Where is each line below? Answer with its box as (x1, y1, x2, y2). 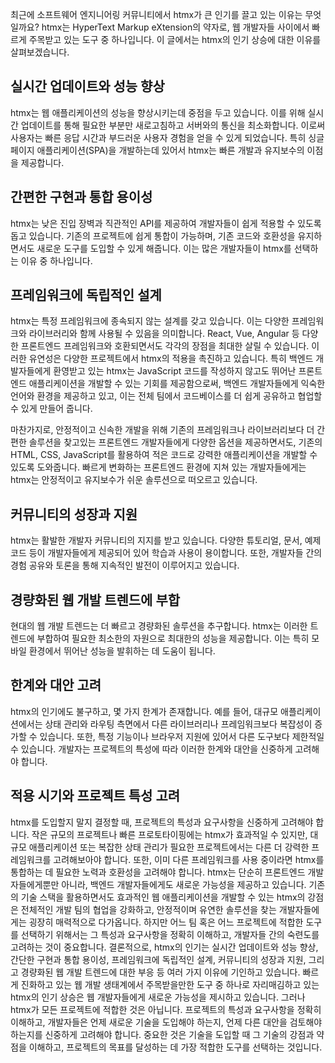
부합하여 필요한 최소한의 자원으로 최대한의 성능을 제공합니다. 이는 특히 (36, 633, 310, 645)
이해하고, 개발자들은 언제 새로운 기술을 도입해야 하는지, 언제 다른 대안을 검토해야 (10, 1016, 323, 1028)
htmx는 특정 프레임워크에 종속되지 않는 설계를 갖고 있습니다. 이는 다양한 (10, 315, 290, 327)
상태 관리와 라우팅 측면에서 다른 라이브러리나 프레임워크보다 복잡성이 (44, 718, 313, 730)
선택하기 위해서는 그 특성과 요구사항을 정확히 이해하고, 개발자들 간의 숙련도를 (20, 928, 320, 940)
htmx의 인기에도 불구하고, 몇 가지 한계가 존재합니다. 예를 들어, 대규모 (10, 705, 279, 717)
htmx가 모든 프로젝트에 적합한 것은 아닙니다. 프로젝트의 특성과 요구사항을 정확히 (10, 1003, 322, 1015)
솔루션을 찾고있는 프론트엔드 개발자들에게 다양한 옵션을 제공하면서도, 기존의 (28, 436, 323, 448)
